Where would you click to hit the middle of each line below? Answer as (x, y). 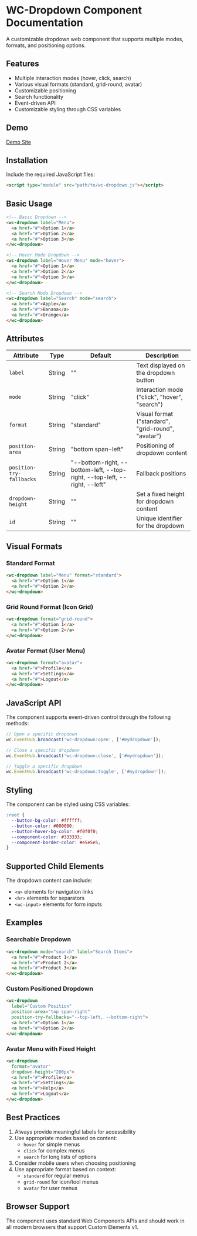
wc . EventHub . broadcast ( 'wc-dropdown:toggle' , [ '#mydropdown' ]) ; (86, 772)
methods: (18, 724)
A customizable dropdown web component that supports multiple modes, (95, 39)
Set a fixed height (160, 494)
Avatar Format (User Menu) (46, 651)
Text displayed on (161, 365)
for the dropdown (160, 525)
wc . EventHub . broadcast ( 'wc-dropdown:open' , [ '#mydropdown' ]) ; (84, 739)
